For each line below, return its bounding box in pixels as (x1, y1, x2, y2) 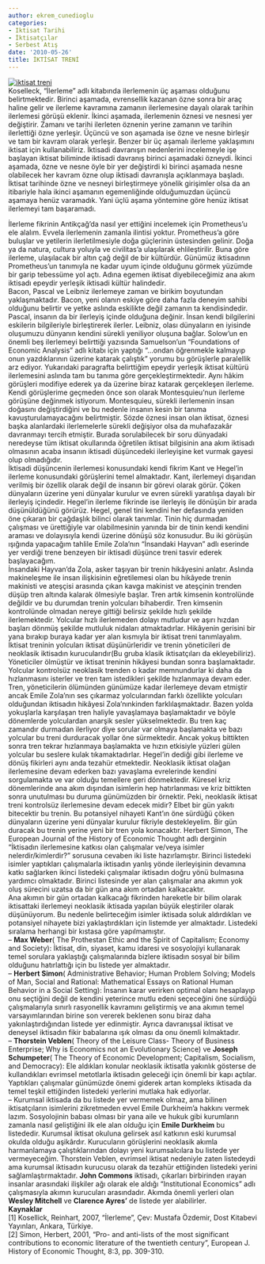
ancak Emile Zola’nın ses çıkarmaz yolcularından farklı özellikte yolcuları (8, 690, 243, 700)
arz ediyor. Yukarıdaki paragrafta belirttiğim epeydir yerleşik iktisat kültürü (8, 362, 249, 372)
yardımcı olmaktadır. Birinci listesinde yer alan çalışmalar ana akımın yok (8, 876, 243, 885)
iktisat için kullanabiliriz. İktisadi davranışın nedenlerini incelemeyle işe (8, 144, 237, 155)
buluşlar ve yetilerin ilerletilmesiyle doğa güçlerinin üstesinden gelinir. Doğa (8, 235, 254, 246)
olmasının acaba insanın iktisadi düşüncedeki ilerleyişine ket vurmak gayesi (8, 446, 253, 456)
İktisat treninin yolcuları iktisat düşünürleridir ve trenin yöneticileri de (8, 640, 231, 650)
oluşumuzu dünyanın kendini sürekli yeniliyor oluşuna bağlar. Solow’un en (8, 328, 248, 338)
